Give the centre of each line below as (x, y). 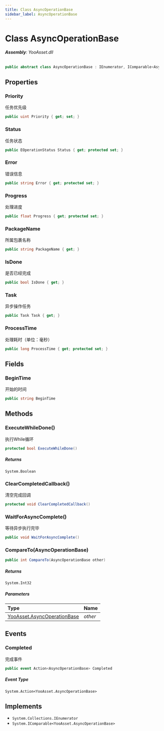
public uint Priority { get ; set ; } (42, 117)
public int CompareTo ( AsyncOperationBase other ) (55, 560)
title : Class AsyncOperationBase (39, 10)
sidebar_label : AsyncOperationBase (41, 14)
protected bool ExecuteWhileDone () (41, 448)
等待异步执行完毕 (22, 528)
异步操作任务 (18, 306)
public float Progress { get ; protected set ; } (54, 216)
